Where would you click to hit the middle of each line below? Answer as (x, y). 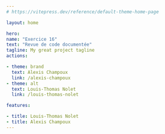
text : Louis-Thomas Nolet (44, 89)
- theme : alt (22, 84)
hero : (13, 34)
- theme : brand (25, 67)
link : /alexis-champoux (41, 78)
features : (19, 106)
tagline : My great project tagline (51, 50)
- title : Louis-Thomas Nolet (42, 117)
